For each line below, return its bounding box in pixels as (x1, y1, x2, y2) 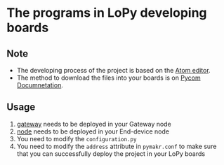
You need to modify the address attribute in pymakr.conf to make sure (16, 142, 217, 150)
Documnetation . (16, 81, 64, 89)
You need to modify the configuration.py (16, 134, 137, 143)
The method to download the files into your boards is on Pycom (16, 73, 201, 82)
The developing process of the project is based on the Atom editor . (16, 66, 211, 74)
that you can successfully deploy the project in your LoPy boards (16, 149, 205, 158)
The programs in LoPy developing (6, 5, 207, 21)
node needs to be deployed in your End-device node (16, 127, 170, 136)
